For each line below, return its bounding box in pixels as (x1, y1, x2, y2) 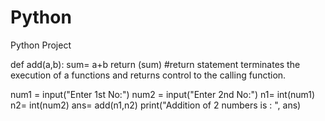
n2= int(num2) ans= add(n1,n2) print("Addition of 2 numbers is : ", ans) (10, 99, 302, 111)
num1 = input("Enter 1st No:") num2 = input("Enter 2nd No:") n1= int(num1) (10, 88, 316, 100)
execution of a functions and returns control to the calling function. (10, 69, 287, 81)
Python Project (10, 39, 72, 51)
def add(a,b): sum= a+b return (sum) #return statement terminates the (10, 58, 301, 70)
